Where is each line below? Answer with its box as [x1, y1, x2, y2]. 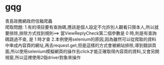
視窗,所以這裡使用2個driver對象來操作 [5, 54, 81, 60]
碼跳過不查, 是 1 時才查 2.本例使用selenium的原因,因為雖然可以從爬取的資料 [5, 36, 157, 42]
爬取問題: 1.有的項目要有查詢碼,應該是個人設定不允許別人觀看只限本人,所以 [5, 24, 155, 30]
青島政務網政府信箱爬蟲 [5, 18, 52, 24]
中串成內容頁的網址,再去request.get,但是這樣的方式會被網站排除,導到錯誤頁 [5, 42, 157, 48]
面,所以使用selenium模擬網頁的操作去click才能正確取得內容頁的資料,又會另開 [5, 48, 160, 54]
